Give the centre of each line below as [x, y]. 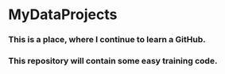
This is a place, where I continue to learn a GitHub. [107, 40]
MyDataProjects [63, 15]
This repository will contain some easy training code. [113, 61]
